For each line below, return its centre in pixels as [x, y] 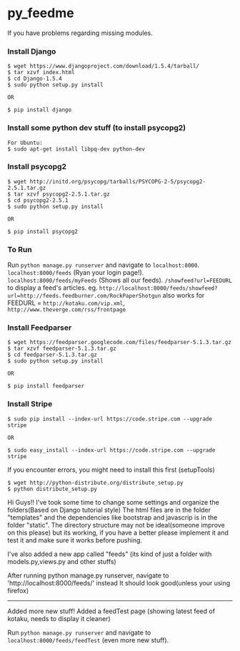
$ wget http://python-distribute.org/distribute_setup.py [95, 483]
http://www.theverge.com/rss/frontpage [67, 310]
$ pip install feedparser [46, 386]
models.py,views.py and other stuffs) [62, 561]
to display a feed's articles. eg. [52, 288]
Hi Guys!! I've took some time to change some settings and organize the [113, 502]
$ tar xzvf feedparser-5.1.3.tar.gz [62, 349]
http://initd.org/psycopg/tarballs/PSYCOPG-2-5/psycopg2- [117, 181]
